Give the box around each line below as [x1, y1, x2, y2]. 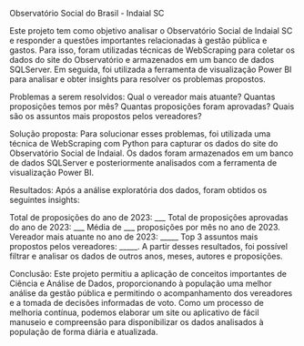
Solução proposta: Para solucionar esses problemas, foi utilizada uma [9, 128, 271, 139]
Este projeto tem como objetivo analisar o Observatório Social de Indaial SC [9, 25, 293, 36]
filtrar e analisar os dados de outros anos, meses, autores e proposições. [9, 250, 284, 261]
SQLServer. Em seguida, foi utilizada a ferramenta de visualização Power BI [9, 64, 292, 75]
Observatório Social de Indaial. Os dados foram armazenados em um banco [9, 148, 294, 158]
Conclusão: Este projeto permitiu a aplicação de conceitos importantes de [9, 269, 287, 279]
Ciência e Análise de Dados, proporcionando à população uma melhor [9, 278, 272, 289]
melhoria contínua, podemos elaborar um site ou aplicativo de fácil [9, 307, 259, 318]
